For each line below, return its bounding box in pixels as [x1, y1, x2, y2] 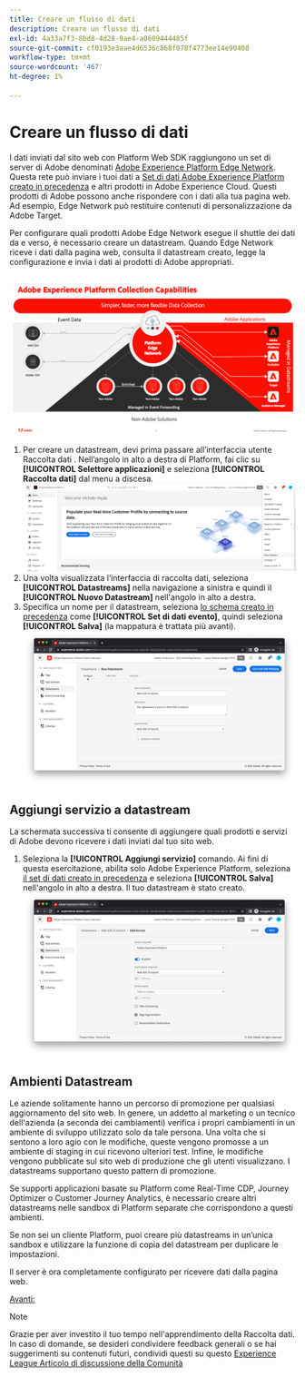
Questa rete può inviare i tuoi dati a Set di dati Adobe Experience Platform [9, 171, 285, 182]
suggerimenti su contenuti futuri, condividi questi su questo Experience [9, 1348, 277, 1359]
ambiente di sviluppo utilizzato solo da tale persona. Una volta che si [9, 1126, 266, 1138]
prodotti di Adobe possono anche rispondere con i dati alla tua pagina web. [9, 191, 291, 202]
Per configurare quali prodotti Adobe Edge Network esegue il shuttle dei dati [9, 227, 296, 238]
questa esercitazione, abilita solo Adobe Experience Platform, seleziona [22, 863, 291, 874]
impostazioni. [9, 1249, 60, 1260]
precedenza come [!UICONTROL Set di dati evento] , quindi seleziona [22, 611, 283, 622]
